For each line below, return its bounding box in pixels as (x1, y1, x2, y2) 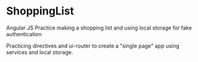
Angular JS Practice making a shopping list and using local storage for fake (6, 24, 192, 31)
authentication (6, 30, 42, 37)
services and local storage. (6, 48, 73, 55)
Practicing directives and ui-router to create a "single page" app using (6, 42, 180, 49)
